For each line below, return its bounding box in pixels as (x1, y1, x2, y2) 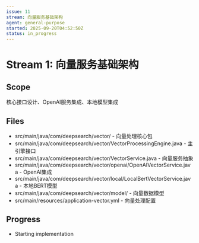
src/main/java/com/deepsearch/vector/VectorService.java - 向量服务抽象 (14, 155, 194, 162)
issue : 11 (6, 8, 31, 15)
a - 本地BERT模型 (14, 182, 58, 189)
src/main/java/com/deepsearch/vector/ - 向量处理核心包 (14, 132, 153, 139)
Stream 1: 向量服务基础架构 (6, 58, 139, 72)
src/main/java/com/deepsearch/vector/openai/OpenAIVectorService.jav (14, 161, 191, 168)
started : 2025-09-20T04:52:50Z (6, 25, 84, 31)
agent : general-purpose (6, 20, 65, 25)
